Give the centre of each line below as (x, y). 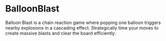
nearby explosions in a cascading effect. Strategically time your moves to (82, 27)
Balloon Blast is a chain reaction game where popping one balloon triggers (83, 22)
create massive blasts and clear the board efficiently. (61, 33)
